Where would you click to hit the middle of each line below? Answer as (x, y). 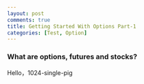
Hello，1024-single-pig (40, 72)
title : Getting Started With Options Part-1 (72, 26)
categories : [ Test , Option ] (47, 33)
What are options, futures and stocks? (72, 57)
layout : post (26, 13)
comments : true (29, 20)
